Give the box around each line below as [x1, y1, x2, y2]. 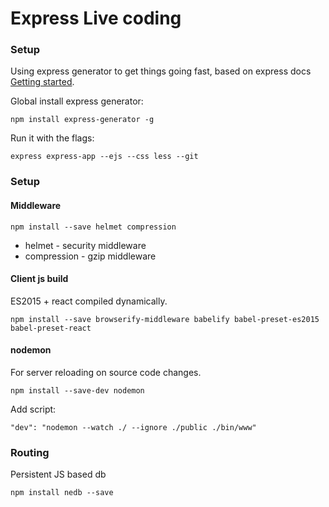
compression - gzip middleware [24, 250, 157, 262]
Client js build [10, 273, 69, 285]
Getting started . [10, 76, 75, 88]
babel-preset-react [10, 323, 92, 333]
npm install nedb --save [10, 488, 114, 498]
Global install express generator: [10, 95, 144, 107]
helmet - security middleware [24, 239, 147, 251]
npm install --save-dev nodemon [10, 386, 145, 396]
